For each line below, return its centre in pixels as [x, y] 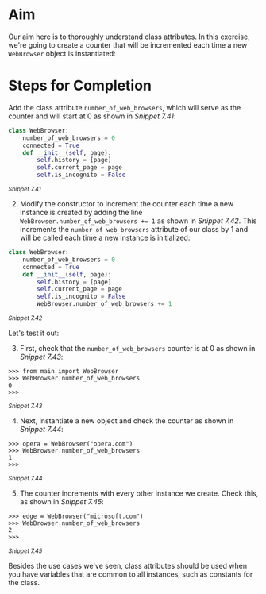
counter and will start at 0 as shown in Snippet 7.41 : [92, 116]
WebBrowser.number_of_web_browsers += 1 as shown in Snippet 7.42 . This [138, 221]
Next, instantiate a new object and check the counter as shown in [127, 421]
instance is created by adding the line [81, 212]
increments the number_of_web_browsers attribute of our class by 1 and [134, 229]
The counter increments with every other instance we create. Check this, [139, 493]
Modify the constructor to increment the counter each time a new [127, 204]
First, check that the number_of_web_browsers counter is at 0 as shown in [137, 348]
